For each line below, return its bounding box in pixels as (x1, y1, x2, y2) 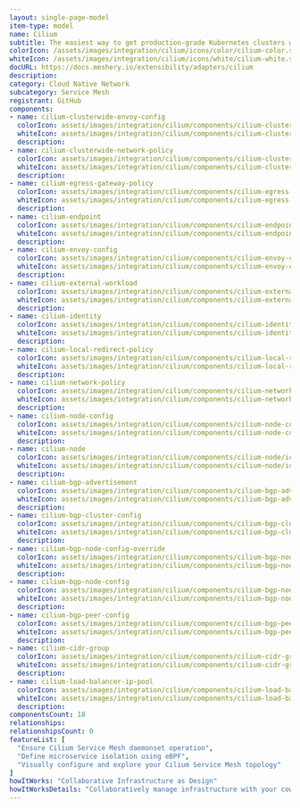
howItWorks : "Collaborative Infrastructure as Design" (9, 777, 218, 786)
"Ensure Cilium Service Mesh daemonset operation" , (17, 743, 214, 753)
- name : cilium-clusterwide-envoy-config (9, 112, 166, 121)
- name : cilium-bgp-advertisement (9, 478, 138, 487)
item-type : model (9, 21, 74, 30)
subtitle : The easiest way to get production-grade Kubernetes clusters (9, 37, 286, 47)
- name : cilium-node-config (9, 412, 114, 421)
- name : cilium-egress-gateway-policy (9, 179, 154, 188)
